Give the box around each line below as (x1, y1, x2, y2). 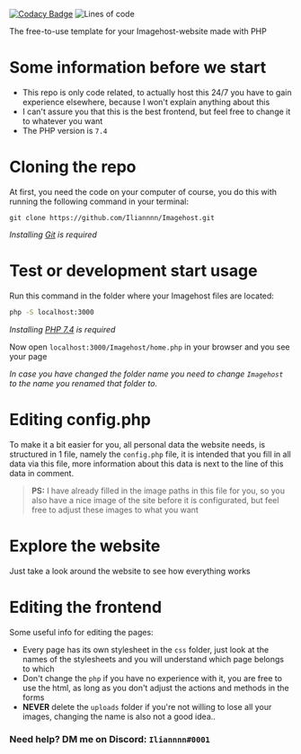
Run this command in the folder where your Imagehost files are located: (9, 290, 274, 301)
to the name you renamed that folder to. (9, 377, 158, 388)
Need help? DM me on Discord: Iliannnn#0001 (9, 733, 211, 746)
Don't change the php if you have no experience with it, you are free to (22, 672, 283, 683)
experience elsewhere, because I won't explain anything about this (22, 96, 270, 107)
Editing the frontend (9, 597, 163, 617)
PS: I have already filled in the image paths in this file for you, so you (31, 485, 286, 496)
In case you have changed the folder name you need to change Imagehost (9, 368, 284, 379)
